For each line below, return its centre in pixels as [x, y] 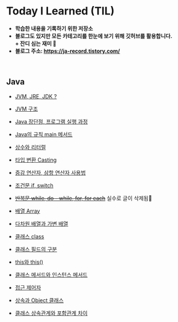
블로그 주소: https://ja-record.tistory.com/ [67, 51]
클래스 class [29, 236]
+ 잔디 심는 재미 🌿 [36, 43]
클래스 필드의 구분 [36, 249]
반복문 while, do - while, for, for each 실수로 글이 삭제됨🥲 [83, 198]
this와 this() [29, 262]
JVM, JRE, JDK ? [36, 96]
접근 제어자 [28, 287]
